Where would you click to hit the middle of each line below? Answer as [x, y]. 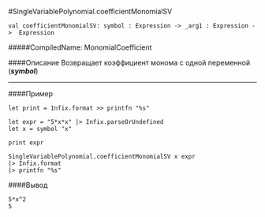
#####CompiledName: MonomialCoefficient [80, 47]
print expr [26, 143]
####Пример [31, 94]
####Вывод [28, 185]
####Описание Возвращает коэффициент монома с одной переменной [129, 63]
